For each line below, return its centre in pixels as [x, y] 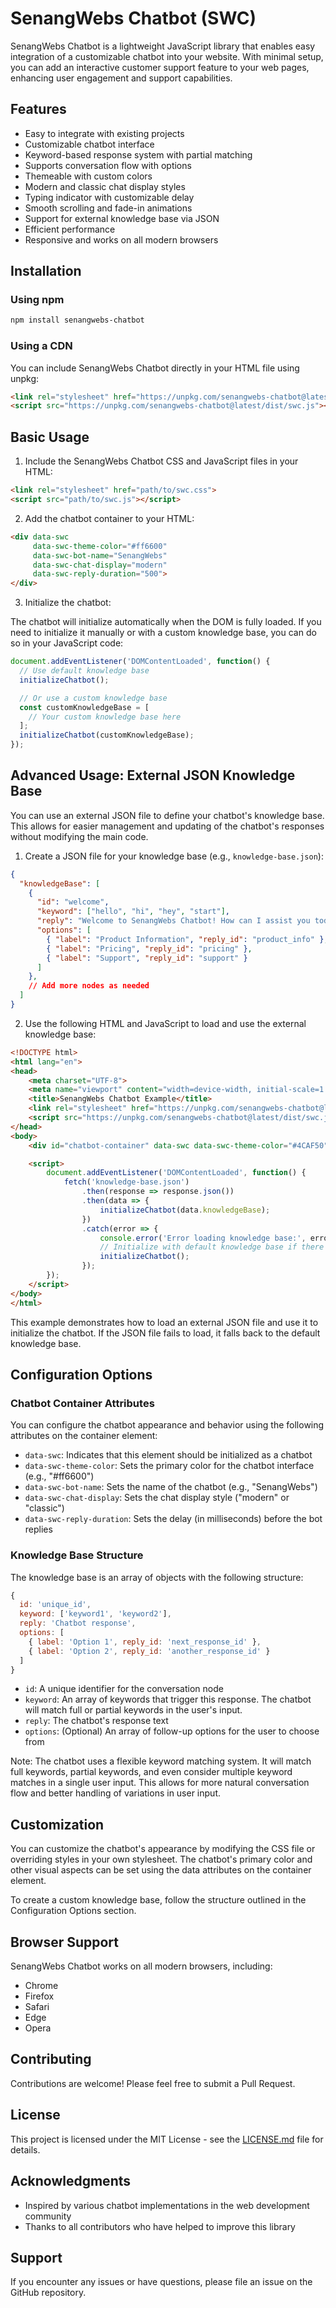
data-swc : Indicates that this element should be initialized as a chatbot [168, 1455]
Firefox [39, 1996]
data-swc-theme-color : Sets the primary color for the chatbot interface [169, 1466]
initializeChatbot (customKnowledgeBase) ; [107, 735]
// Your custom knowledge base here [105, 717]
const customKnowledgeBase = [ [84, 707]
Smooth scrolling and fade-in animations [108, 208]
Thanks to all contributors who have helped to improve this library [160, 2226]
